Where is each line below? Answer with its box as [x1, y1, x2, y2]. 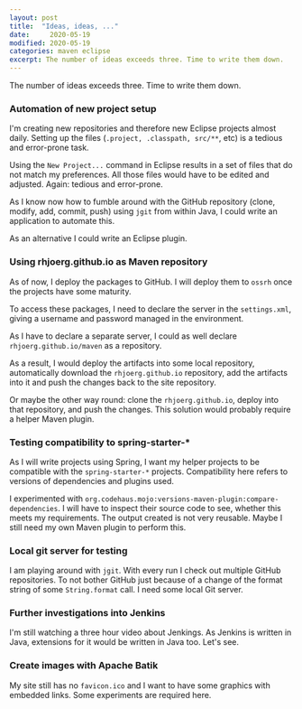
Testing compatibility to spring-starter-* [9, 435, 191, 448]
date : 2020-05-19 [9, 30, 91, 39]
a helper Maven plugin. [9, 413, 95, 424]
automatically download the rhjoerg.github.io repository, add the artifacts [9, 367, 288, 378]
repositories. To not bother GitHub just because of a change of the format [9, 574, 283, 585]
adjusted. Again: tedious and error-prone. [9, 179, 164, 190]
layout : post [9, 13, 59, 23]
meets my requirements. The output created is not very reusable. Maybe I [9, 512, 283, 523]
